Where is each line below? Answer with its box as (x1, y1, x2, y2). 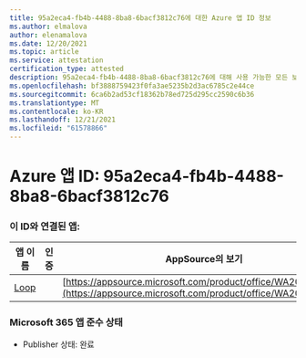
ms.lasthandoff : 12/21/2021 (9, 115, 117, 124)
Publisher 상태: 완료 (22, 339, 95, 350)
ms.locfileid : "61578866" (9, 124, 107, 133)
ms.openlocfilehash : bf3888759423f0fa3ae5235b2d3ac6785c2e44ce (9, 81, 255, 90)
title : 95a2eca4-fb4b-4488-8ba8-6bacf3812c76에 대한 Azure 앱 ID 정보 (9, 13, 271, 23)
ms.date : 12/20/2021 (9, 38, 88, 48)
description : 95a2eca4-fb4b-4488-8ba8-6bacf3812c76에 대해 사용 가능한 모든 (9, 73, 289, 82)
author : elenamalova (9, 30, 88, 39)
